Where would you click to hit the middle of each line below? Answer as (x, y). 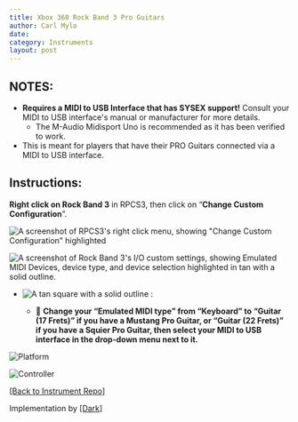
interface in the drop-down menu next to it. (117, 339)
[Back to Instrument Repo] (57, 391)
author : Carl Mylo (43, 26)
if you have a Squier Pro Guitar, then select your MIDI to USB (149, 330)
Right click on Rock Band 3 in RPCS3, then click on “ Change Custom (137, 204)
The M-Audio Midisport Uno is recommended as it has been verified (160, 126)
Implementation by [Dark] (56, 408)
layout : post (33, 51)
